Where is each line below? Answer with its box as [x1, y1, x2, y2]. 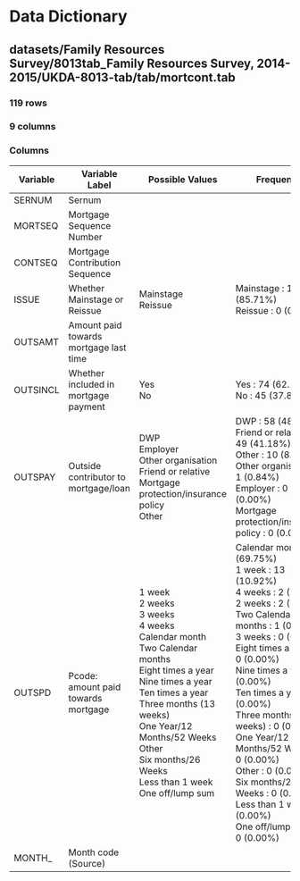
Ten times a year [138, 686, 209, 699]
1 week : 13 [235, 563, 286, 575]
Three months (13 [138, 697, 216, 709]
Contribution [68, 256, 121, 269]
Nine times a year [138, 675, 212, 687]
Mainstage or [68, 293, 124, 306]
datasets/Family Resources [9, 42, 165, 57]
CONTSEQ [13, 256, 58, 269]
